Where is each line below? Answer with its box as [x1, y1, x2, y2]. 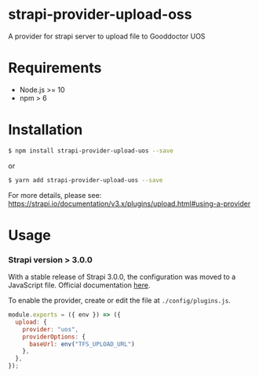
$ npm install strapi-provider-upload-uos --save [8, 147, 174, 155]
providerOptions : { [22, 332, 86, 341]
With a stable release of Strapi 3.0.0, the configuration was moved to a [8, 273, 236, 282]
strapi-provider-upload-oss [8, 5, 192, 24]
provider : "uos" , [22, 325, 79, 333]
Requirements [8, 59, 102, 77]
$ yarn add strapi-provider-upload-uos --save [8, 176, 163, 184]
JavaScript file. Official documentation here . [8, 280, 151, 290]
